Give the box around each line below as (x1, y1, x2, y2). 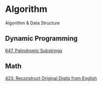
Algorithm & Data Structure (5, 20, 60, 26)
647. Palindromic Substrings (5, 47, 63, 53)
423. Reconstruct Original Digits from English (5, 75, 98, 81)
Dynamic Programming (5, 34, 78, 43)
